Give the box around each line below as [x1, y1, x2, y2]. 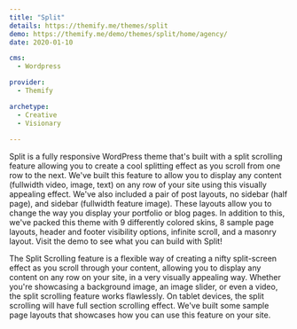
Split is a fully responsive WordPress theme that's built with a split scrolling [9, 152, 283, 162]
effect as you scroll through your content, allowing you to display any [9, 262, 262, 273]
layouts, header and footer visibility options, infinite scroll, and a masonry [9, 227, 277, 238]
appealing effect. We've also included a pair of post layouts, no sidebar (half [9, 189, 288, 200]
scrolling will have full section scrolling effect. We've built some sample [9, 301, 270, 311]
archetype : [9, 102, 50, 111]
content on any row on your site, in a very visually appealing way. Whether [9, 272, 281, 283]
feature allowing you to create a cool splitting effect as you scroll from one [9, 161, 281, 171]
